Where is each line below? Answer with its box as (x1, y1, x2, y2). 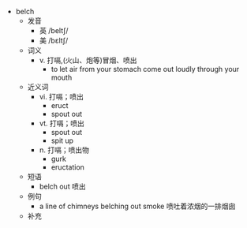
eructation (51, 163, 85, 172)
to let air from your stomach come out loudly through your (51, 65, 240, 73)
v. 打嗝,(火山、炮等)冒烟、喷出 (39, 55, 137, 65)
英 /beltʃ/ (39, 26, 69, 35)
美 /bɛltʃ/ (39, 36, 69, 45)
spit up (51, 136, 73, 145)
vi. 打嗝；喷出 (39, 92, 84, 101)
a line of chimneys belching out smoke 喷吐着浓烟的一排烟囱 (39, 201, 236, 211)
